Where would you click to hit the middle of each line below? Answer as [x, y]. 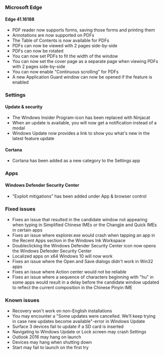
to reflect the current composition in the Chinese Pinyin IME [72, 287]
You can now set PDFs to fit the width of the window [65, 56]
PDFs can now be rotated [38, 51]
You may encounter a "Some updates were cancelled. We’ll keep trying [84, 316]
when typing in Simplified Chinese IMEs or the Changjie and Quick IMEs [84, 225]
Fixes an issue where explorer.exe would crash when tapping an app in [83, 235]
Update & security [24, 107]
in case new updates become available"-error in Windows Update [79, 322]
